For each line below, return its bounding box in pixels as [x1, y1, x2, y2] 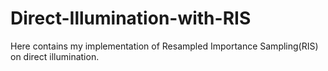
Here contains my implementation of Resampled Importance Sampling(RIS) [10, 40, 319, 52]
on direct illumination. [10, 50, 100, 62]
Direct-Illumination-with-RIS [10, 7, 252, 30]
